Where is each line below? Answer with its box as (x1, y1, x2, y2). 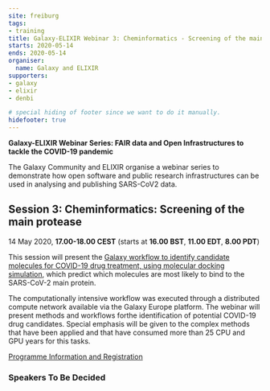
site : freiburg (8, 11, 59, 20)
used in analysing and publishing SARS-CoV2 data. (8, 179, 178, 189)
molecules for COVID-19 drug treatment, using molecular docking (8, 261, 225, 270)
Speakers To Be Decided (8, 372, 106, 383)
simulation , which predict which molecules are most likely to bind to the (8, 269, 245, 278)
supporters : (8, 72, 48, 80)
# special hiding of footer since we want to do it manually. (8, 109, 221, 117)
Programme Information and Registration (8, 352, 143, 361)
